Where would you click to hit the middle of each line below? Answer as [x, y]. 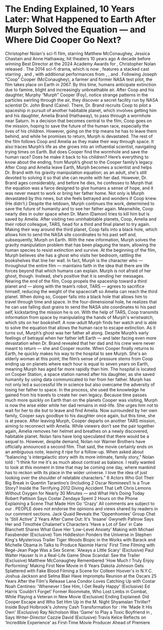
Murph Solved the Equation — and [75, 30]
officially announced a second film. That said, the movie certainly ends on [79, 446]
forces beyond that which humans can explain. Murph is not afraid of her [78, 271]
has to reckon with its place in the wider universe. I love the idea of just [76, 472]
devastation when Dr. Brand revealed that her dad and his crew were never [80, 343]
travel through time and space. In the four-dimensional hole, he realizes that [81, 302]
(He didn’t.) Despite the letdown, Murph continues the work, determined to [80, 204]
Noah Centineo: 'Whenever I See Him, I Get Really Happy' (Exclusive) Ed [77, 586]
